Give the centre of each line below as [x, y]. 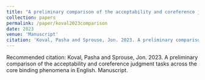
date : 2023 [20, 29]
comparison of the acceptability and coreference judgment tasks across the [102, 64]
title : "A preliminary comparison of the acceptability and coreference [101, 12]
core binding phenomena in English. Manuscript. [67, 70]
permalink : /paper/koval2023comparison [57, 23]
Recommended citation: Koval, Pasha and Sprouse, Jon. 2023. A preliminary [102, 57]
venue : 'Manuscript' [33, 35]
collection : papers [31, 18]
